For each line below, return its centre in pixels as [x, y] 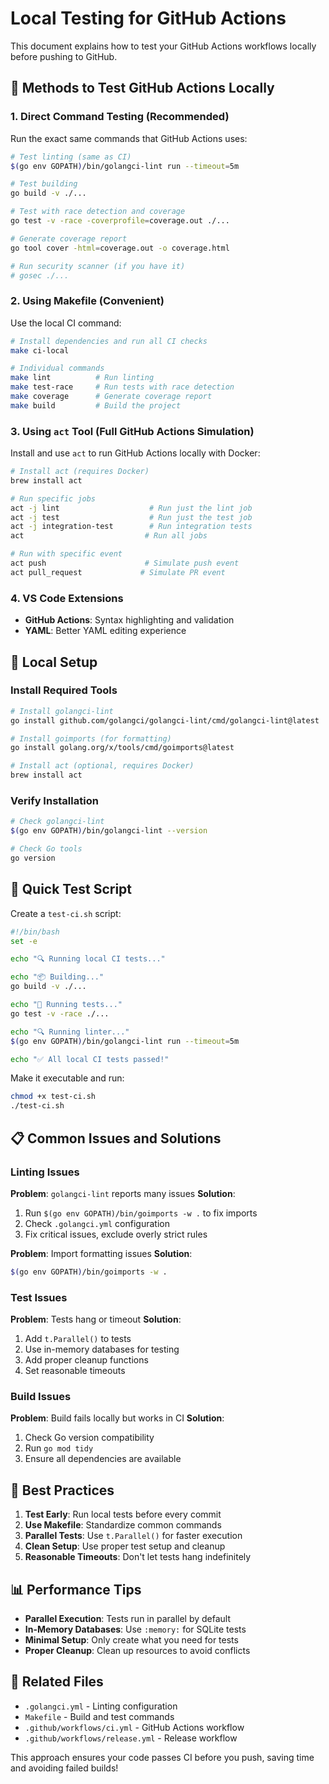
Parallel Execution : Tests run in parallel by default [128, 1618]
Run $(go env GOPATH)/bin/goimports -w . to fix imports [141, 1213]
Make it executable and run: [67, 1078]
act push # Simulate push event [125, 563]
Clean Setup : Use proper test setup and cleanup [125, 1546]
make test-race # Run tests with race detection [122, 387]
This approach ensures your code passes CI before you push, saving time [162, 1757]
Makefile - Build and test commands [99, 1716]
